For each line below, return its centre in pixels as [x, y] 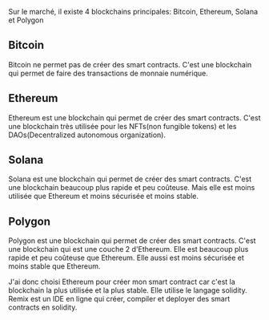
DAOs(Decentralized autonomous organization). [87, 135]
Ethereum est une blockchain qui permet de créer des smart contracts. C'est [134, 117]
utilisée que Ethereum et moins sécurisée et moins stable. [103, 196]
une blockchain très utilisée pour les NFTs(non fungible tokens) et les [122, 126]
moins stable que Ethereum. [54, 266]
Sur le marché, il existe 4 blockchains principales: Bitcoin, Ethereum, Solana [133, 12]
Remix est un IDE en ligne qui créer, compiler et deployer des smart [119, 299]
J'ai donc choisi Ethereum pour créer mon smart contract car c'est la [122, 282]
